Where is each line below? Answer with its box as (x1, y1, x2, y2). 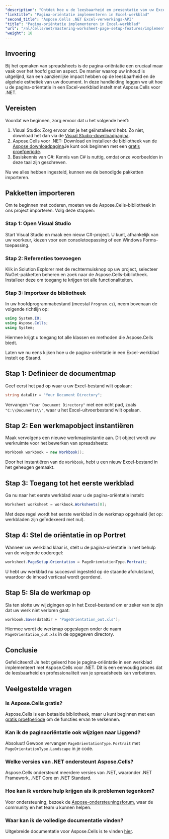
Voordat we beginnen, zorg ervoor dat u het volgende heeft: (5, 117, 130, 123)
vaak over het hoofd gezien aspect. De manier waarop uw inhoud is (5, 68, 145, 74)
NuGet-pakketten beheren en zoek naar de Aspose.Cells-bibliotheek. (5, 272, 148, 278)
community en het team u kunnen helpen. (5, 804, 92, 810)
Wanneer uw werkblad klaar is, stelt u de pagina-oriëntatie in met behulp (5, 544, 156, 550)
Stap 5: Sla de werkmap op (5, 589, 91, 597)
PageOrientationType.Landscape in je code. (5, 745, 94, 752)
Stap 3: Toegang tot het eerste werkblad (5, 479, 134, 487)
